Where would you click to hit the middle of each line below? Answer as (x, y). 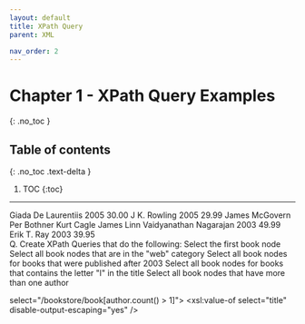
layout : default (40, 18)
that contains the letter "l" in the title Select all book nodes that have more (148, 273)
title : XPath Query (46, 26)
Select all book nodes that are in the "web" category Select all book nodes (148, 254)
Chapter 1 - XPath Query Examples (143, 96)
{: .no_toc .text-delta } (50, 172)
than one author (39, 283)
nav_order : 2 (34, 51)
